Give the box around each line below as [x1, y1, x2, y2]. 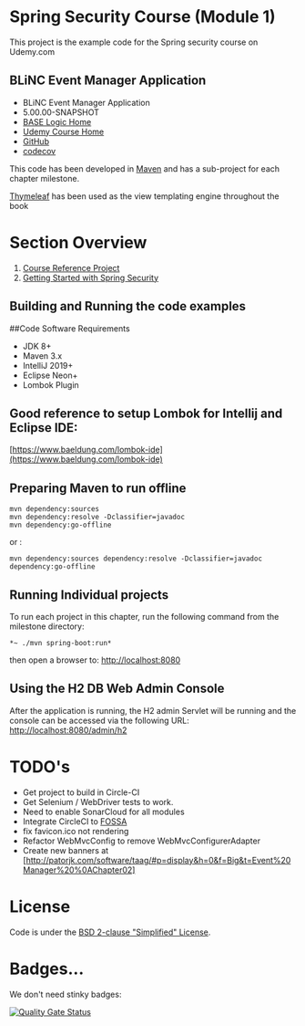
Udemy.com [9, 46, 56, 57]
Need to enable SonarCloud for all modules [22, 806, 185, 817]
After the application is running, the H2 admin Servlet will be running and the [9, 705, 297, 716]
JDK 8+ [22, 340, 52, 351]
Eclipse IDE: [9, 420, 78, 435]
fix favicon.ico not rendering [22, 825, 129, 836]
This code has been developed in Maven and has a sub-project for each [9, 162, 280, 174]
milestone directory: [9, 621, 85, 632]
